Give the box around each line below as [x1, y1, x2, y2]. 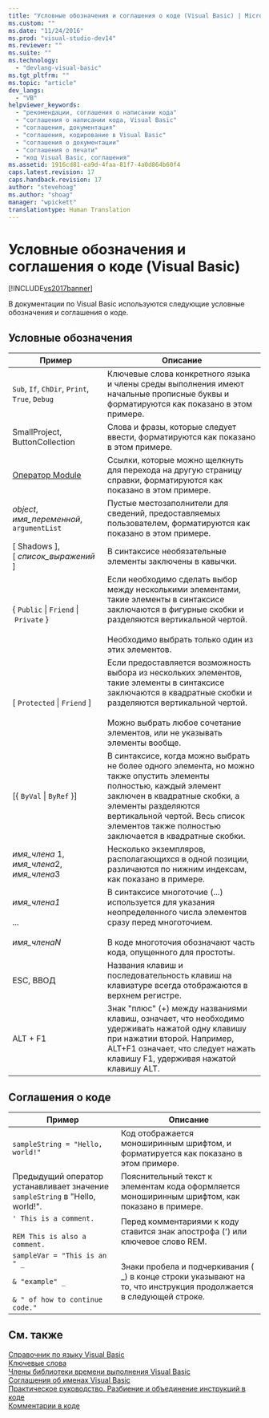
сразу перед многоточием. [106, 917, 213, 928]
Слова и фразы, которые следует [106, 422, 237, 433]
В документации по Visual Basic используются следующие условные [8, 299, 246, 309]
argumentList [12, 524, 62, 533]
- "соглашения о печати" [15, 146, 98, 154]
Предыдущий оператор [12, 1170, 104, 1181]
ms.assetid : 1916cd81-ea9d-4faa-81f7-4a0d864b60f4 [8, 161, 181, 169]
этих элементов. [106, 644, 172, 655]
